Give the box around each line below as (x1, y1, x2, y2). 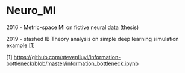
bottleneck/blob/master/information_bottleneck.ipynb (6, 60, 139, 67)
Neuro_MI (6, 4, 56, 17)
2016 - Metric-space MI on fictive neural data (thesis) (6, 24, 139, 31)
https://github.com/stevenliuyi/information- (13, 53, 121, 60)
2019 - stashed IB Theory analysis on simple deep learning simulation (6, 35, 179, 42)
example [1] (6, 42, 35, 49)
